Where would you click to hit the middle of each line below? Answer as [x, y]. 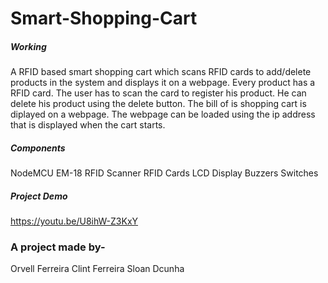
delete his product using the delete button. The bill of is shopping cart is [158, 104]
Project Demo [39, 196]
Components [38, 148]
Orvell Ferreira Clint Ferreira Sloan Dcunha [97, 269]
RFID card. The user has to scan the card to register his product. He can [158, 93]
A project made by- [58, 247]
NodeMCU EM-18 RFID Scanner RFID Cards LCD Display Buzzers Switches [164, 173]
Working [28, 46]
